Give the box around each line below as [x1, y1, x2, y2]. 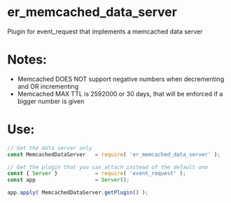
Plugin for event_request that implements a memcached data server [7, 27, 203, 36]
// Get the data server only [7, 144, 92, 151]
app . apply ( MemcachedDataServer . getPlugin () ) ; [7, 189, 149, 196]
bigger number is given [17, 97, 85, 105]
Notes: [7, 52, 48, 68]
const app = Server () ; [7, 176, 130, 183]
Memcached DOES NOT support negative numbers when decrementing [17, 75, 225, 83]
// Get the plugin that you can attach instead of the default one [7, 163, 209, 171]
